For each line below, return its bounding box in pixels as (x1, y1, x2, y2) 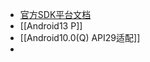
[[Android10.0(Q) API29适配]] (19, 32, 141, 43)
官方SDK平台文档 (19, 9, 92, 20)
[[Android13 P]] (19, 20, 83, 32)
